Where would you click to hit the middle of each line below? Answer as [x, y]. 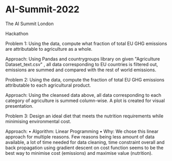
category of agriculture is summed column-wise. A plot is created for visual [85, 100]
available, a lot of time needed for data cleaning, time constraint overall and [85, 142]
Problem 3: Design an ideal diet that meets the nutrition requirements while [84, 116]
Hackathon [17, 33]
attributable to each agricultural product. [48, 85]
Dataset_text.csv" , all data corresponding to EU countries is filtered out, [82, 64]
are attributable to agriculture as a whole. [49, 49]
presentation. [19, 106]
